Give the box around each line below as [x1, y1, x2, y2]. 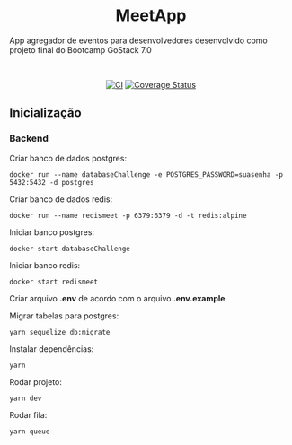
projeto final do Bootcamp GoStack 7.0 [9, 44, 153, 55]
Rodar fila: [9, 409, 48, 420]
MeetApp [115, 5, 187, 26]
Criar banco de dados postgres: [9, 153, 128, 163]
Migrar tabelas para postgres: [9, 310, 119, 321]
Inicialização [9, 105, 83, 121]
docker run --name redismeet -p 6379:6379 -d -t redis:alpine [9, 211, 247, 220]
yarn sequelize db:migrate [9, 327, 111, 336]
